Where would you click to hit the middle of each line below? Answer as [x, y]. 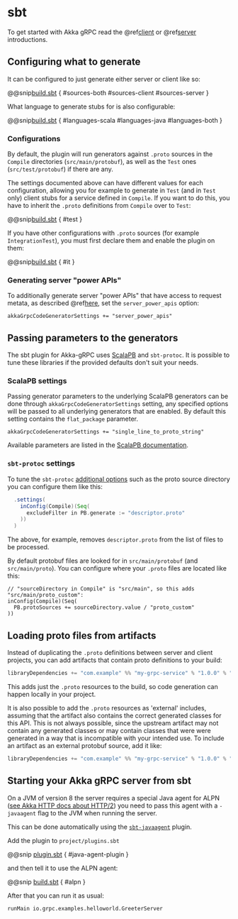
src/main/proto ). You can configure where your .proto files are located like [117, 568]
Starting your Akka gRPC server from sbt [100, 781]
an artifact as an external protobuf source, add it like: [85, 745]
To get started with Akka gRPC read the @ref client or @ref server [102, 32]
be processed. [28, 547]
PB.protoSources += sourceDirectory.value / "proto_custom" [104, 607]
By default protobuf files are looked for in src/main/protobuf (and [103, 561]
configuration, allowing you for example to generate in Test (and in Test [112, 191]
